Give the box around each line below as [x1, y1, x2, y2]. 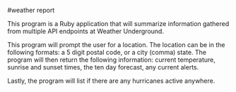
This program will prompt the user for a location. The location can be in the [7, 41, 225, 48]
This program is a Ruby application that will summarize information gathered [7, 20, 230, 27]
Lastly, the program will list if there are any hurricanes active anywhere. [7, 77, 216, 85]
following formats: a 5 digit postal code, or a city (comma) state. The [7, 48, 207, 56]
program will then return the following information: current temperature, [7, 55, 216, 64]
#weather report [7, 6, 55, 14]
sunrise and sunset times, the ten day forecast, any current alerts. [7, 63, 199, 71]
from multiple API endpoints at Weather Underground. [7, 27, 165, 35]
